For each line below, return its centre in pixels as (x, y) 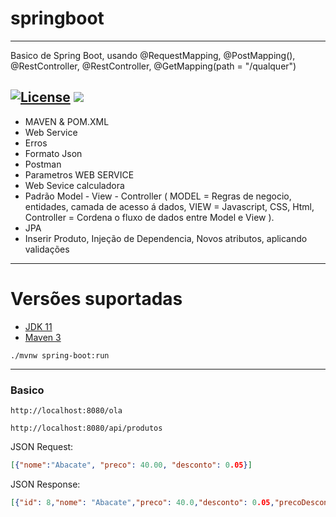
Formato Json (53, 153)
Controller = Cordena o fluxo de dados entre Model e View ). (149, 217)
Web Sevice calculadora (74, 185)
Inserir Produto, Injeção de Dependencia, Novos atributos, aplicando (166, 238)
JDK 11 (38, 326)
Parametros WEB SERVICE (79, 174)
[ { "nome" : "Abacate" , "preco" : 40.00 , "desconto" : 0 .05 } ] (131, 465)
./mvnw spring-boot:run (60, 355)
